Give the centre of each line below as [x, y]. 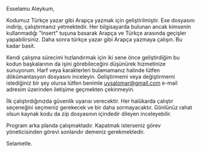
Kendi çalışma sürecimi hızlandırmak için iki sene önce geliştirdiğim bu [93, 57]
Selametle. [19, 143]
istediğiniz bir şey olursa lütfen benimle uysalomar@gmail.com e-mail [92, 83]
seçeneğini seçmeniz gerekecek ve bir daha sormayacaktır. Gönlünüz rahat [99, 107]
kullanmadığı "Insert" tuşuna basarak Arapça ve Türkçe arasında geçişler [96, 33]
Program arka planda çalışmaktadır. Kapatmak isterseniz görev [83, 125]
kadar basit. [21, 46]
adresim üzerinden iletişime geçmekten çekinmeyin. [70, 89]
